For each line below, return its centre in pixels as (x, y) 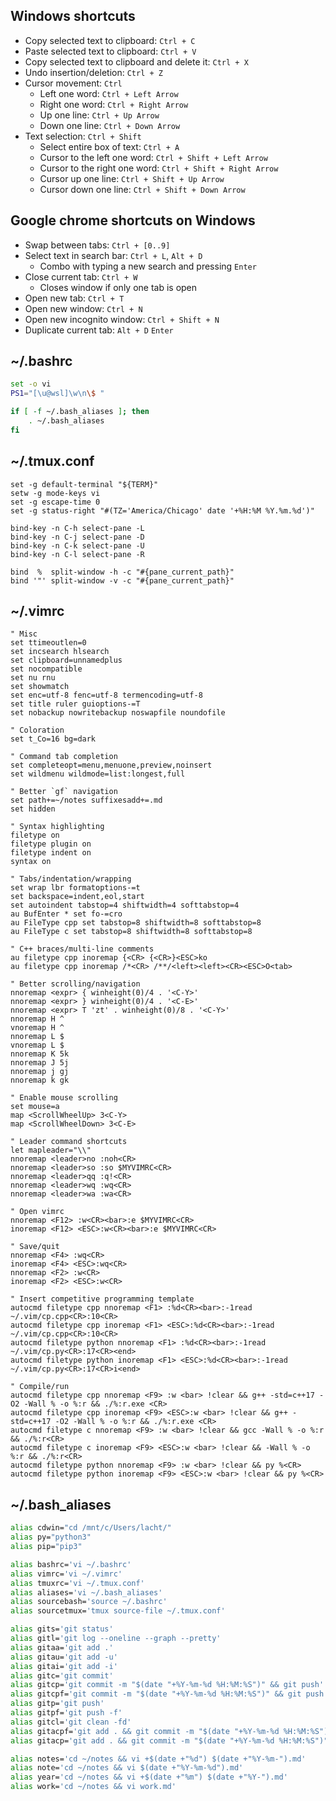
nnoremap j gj (40, 1072)
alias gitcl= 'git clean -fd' (71, 1722)
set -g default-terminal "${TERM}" (84, 484)
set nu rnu (33, 678)
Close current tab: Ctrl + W (81, 276)
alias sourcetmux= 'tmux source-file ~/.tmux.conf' (118, 1611)
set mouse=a (35, 1107)
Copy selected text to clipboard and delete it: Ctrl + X (136, 61)
